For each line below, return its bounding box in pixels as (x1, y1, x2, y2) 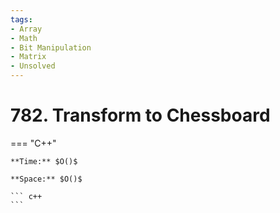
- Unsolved (10, 61, 56, 71)
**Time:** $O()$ (10, 156, 78, 166)
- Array (10, 24, 43, 34)
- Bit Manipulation (10, 42, 92, 53)
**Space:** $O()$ (10, 174, 83, 184)
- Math (10, 33, 38, 43)
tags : (10, 14, 33, 25)
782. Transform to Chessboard (10, 104, 271, 127)
